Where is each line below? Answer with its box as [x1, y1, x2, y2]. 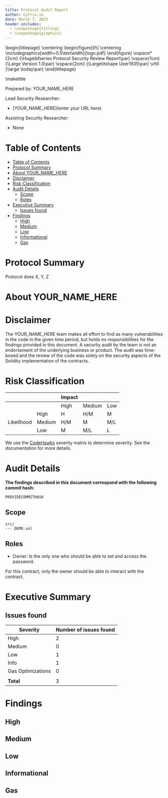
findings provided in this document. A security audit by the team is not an [5, 342, 157, 348]
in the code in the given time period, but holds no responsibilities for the [5, 336, 154, 342]
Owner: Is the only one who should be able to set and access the [12, 553, 147, 559]
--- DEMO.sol [5, 526, 33, 531]
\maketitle [5, 76, 26, 82]
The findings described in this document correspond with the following [5, 479, 157, 485]
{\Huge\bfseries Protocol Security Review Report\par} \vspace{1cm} [19, 55, 160, 61]
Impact [61, 394, 78, 401]
